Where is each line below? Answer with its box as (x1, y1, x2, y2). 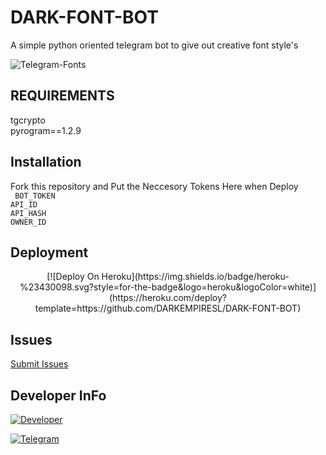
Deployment (10, 244, 89, 261)
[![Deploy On (46, 271, 100, 283)
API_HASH (10, 208, 47, 218)
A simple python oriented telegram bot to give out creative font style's (10, 39, 299, 51)
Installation (10, 154, 82, 171)
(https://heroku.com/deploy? (108, 292, 228, 304)
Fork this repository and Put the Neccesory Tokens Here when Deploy (10, 180, 299, 192)
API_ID (10, 199, 38, 210)
